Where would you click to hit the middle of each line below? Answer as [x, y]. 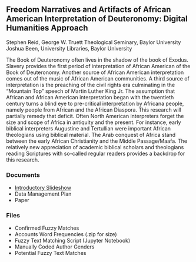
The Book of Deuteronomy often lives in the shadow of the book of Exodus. [97, 60]
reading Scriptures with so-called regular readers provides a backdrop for [96, 153]
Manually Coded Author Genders [54, 247]
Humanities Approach [47, 28]
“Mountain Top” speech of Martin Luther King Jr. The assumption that [91, 91]
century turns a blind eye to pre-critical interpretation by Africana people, [95, 103]
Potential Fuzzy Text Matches [50, 253]
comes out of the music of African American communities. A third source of [98, 78]
